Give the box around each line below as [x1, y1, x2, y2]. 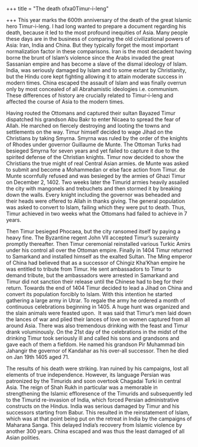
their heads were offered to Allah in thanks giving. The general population [6, 197, 185, 205]
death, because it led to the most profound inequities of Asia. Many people [6, 29, 188, 36]
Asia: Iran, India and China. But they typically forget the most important [6, 41, 179, 48]
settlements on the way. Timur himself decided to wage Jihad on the [6, 128, 173, 135]
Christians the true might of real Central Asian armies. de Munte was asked [6, 160, 189, 167]
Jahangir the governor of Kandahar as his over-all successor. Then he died [6, 347, 189, 354]
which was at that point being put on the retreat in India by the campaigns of [6, 415, 192, 422]
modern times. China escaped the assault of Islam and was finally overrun [6, 79, 187, 86]
